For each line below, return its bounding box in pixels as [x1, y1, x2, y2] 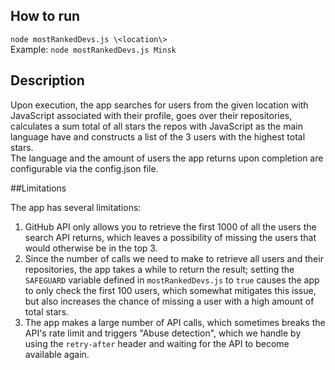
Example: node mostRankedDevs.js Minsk [10, 43, 177, 55]
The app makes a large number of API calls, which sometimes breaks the [24, 316, 326, 328]
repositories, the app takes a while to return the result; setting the [24, 263, 295, 275]
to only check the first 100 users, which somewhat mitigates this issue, [24, 284, 317, 296]
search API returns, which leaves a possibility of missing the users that [24, 231, 317, 243]
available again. [24, 348, 90, 360]
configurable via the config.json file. [10, 162, 159, 174]
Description [10, 72, 85, 89]
